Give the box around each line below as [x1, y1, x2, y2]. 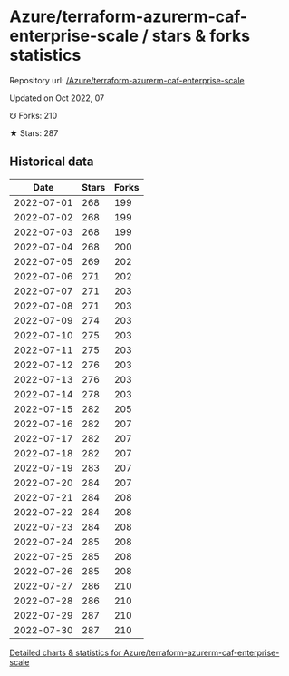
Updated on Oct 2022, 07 [9, 93, 105, 103]
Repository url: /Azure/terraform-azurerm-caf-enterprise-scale [9, 74, 245, 85]
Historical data [9, 154, 94, 170]
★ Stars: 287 [9, 127, 59, 138]
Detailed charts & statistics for [9, 647, 122, 658]
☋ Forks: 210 [9, 110, 58, 121]
